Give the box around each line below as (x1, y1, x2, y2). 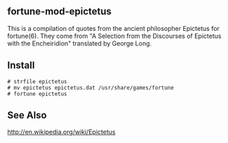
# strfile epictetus (7, 78, 68, 85)
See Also (7, 109, 47, 121)
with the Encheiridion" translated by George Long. (7, 39, 152, 48)
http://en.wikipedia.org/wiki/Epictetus (7, 128, 116, 136)
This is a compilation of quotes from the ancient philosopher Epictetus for (7, 24, 220, 32)
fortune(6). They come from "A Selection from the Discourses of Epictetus (7, 32, 222, 40)
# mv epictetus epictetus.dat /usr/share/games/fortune (7, 84, 174, 91)
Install (7, 60, 35, 71)
